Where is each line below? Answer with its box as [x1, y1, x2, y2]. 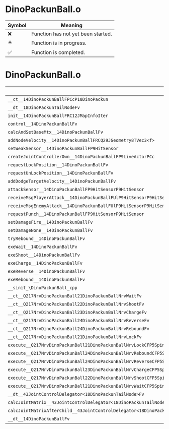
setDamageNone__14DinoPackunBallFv [8, 227, 93, 233]
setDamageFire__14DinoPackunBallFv [8, 219, 93, 225]
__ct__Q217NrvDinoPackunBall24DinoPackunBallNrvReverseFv [8, 318, 150, 323]
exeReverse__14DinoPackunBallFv [8, 268, 86, 274]
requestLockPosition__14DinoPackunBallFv [8, 162, 109, 167]
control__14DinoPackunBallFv [8, 121, 77, 127]
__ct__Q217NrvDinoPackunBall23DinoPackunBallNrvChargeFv [8, 309, 147, 315]
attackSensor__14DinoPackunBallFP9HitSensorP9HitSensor [8, 187, 144, 192]
